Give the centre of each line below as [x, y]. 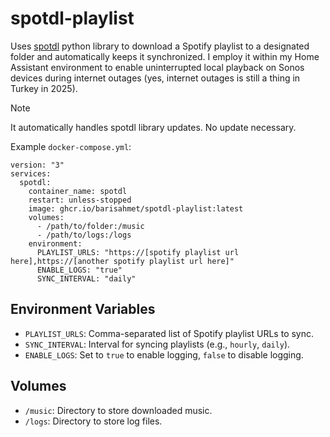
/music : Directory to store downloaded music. [118, 410]
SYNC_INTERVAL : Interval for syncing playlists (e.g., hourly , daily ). [157, 344]
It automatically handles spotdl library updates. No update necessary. [153, 127]
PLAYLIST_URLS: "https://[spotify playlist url [138, 252]
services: [31, 173]
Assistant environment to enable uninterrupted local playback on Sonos [157, 67]
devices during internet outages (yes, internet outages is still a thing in [155, 78]
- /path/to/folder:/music [90, 226]
